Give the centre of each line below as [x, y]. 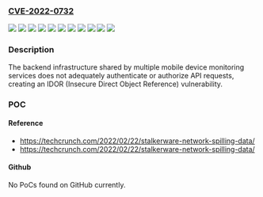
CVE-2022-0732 [41, 11]
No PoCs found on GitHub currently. [67, 184]
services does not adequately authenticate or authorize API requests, [121, 75]
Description [31, 50]
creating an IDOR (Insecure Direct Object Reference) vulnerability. [116, 84]
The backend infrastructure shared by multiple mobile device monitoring [126, 67]
